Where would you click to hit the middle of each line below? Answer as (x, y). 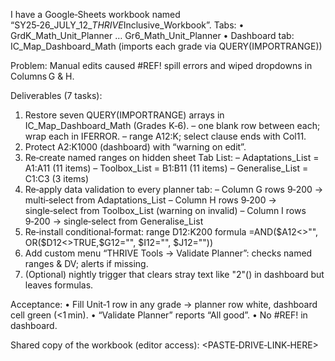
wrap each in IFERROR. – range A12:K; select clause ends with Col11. (165, 136)
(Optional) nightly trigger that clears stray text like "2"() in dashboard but (174, 274)
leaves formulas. (59, 285)
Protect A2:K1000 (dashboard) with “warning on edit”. (135, 147)
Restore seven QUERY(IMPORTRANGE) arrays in (124, 115)
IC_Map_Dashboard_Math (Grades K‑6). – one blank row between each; (172, 125)
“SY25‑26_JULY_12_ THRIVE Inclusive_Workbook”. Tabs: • (127, 25)
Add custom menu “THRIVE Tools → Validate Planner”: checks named (168, 253)
